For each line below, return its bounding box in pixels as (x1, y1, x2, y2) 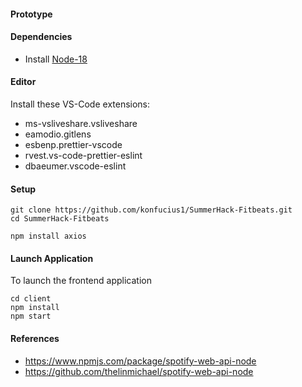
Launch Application (10, 252, 94, 264)
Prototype (10, 8, 53, 20)
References (10, 333, 60, 344)
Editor (10, 76, 37, 88)
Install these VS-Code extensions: (10, 98, 151, 110)
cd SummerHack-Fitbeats (10, 214, 110, 224)
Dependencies (10, 31, 73, 43)
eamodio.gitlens (24, 128, 92, 140)
